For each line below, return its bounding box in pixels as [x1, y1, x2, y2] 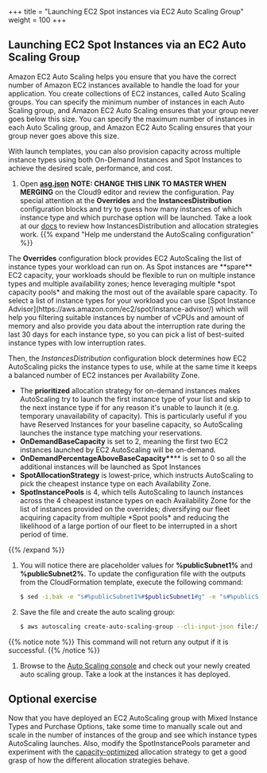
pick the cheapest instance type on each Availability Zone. [19, 478, 211, 488]
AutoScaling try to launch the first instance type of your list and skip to [19, 394, 251, 404]
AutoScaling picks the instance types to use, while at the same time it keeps [8, 361, 257, 371]
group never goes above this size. [8, 131, 119, 140]
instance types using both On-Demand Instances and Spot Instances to [8, 154, 242, 164]
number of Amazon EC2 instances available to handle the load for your [8, 80, 240, 90]
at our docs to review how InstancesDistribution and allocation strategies [19, 221, 259, 230]
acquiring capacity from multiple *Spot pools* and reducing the [19, 513, 229, 522]
